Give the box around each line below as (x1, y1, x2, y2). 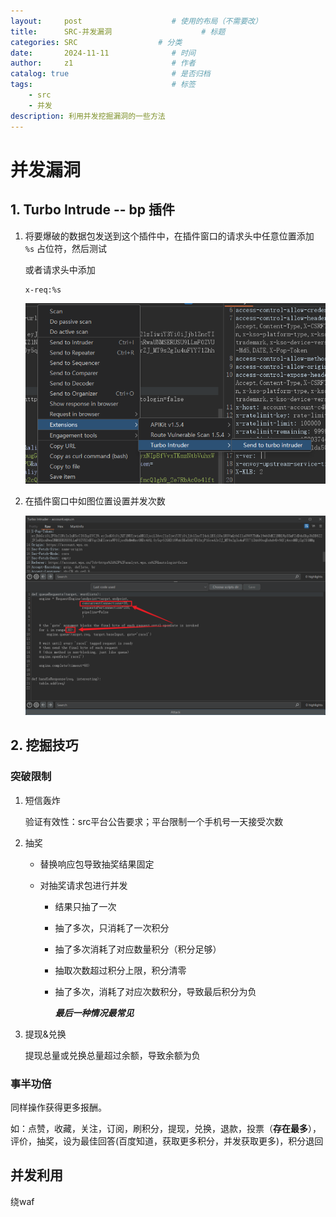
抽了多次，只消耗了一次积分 (54, 921, 170, 934)
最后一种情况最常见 (54, 1006, 135, 1019)
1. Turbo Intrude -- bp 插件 (10, 201, 175, 219)
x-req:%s (24, 285, 62, 295)
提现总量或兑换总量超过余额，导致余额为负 (24, 1049, 201, 1061)
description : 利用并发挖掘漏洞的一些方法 (10, 111, 166, 121)
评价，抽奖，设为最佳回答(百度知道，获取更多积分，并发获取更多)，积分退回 (10, 1135, 324, 1147)
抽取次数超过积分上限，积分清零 (54, 964, 187, 976)
